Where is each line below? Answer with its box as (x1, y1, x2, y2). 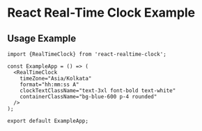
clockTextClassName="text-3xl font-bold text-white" (20, 87, 176, 94)
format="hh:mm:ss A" (20, 81, 79, 88)
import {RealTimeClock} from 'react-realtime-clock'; (7, 51, 167, 58)
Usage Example (7, 33, 77, 44)
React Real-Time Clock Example (7, 5, 196, 21)
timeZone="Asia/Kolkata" (20, 75, 92, 82)
